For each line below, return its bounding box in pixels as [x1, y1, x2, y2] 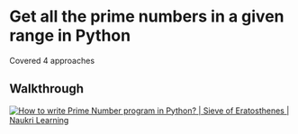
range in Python [9, 25, 131, 46]
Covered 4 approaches [9, 55, 95, 66]
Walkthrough [9, 81, 84, 96]
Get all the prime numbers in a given [9, 6, 285, 27]
